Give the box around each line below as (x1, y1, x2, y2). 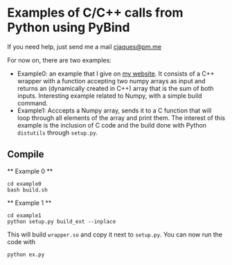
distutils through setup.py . (17, 128, 98, 137)
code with (7, 237, 36, 246)
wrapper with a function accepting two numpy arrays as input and (17, 76, 206, 85)
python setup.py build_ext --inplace (7, 218, 116, 225)
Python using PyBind (7, 19, 130, 35)
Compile (7, 148, 44, 160)
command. (17, 99, 48, 107)
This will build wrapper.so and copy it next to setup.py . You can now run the (7, 230, 223, 239)
